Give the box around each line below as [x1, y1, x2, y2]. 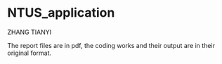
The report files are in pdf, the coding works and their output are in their [7, 41, 216, 49]
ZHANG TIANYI [7, 28, 52, 36]
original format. [7, 49, 52, 57]
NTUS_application [7, 5, 115, 21]
